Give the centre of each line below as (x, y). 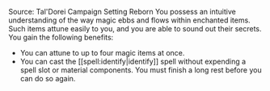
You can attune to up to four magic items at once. (102, 53)
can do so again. (48, 79)
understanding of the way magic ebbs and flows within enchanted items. (129, 20)
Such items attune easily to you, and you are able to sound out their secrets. (135, 29)
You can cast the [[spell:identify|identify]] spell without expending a (133, 61)
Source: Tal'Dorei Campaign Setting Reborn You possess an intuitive (122, 12)
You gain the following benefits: (61, 37)
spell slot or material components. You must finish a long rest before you (141, 70)
